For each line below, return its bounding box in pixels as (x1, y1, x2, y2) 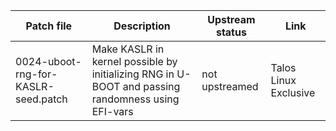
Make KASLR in (91, 42, 165, 56)
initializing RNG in (91, 67, 175, 81)
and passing (122, 80, 181, 93)
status (215, 25, 247, 39)
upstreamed (201, 80, 259, 93)
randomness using (91, 92, 180, 106)
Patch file (25, 19, 73, 33)
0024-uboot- (15, 55, 82, 68)
